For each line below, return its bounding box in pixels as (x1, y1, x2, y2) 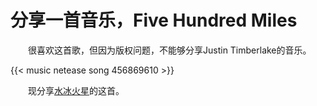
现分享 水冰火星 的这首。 (27, 84, 125, 96)
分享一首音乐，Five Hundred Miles (10, 9, 298, 32)
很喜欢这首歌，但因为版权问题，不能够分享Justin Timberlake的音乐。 (27, 44, 312, 56)
